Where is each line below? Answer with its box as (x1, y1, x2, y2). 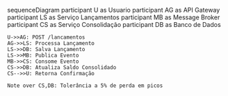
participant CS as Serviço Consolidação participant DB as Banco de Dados (7, 21, 221, 28)
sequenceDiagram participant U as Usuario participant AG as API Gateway (7, 6, 220, 14)
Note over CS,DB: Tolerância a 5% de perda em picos (7, 82, 163, 89)
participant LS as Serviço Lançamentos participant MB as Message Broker (7, 13, 220, 21)
